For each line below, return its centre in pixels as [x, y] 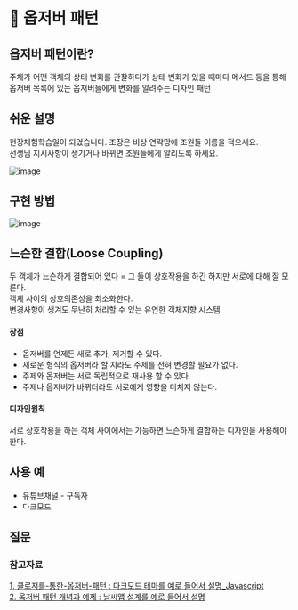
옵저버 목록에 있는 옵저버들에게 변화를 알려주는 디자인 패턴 [110, 88]
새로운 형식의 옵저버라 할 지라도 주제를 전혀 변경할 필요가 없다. [130, 364]
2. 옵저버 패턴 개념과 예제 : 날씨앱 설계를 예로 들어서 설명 [108, 597]
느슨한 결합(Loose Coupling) [86, 253]
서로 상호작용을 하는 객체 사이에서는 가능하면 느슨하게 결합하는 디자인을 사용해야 [148, 430]
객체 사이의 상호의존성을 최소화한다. [71, 298]
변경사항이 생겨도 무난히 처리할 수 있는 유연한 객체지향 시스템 [115, 310]
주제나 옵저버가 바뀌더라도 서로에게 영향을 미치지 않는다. [120, 386]
